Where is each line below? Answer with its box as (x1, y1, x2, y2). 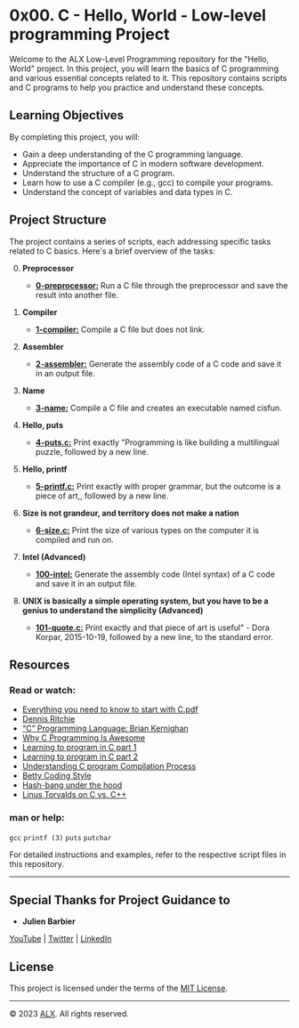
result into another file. (35, 289, 118, 300)
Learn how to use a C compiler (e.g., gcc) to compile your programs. (21, 177, 274, 188)
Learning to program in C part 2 (21, 751, 139, 762)
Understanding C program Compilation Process (21, 761, 197, 772)
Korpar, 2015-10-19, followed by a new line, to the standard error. (35, 631, 274, 642)
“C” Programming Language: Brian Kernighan (21, 723, 189, 734)
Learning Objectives (9, 108, 125, 123)
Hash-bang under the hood (21, 780, 123, 790)
